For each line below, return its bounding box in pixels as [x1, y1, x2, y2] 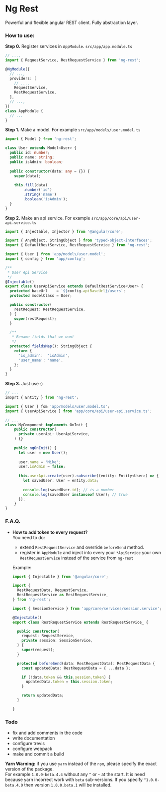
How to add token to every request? [12, 529, 88, 535]
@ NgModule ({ [5, 66, 30, 71]
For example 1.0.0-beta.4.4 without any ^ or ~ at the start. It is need [5, 772, 145, 778]
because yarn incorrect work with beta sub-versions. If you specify [5, 777, 143, 783]
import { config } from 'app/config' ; [5, 256, 85, 261]
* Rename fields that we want [11, 334, 75, 340]
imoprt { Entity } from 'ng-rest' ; [5, 395, 79, 400]
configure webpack [12, 746, 53, 752]
